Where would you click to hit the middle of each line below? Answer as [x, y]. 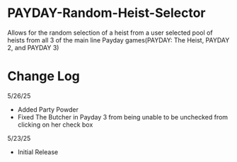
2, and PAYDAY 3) [33, 47]
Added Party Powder [48, 109]
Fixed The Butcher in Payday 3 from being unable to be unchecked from [123, 117]
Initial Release [38, 152]
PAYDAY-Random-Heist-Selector [106, 13]
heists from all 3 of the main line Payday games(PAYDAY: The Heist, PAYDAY [118, 40]
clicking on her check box [55, 125]
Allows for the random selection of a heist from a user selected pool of [110, 33]
